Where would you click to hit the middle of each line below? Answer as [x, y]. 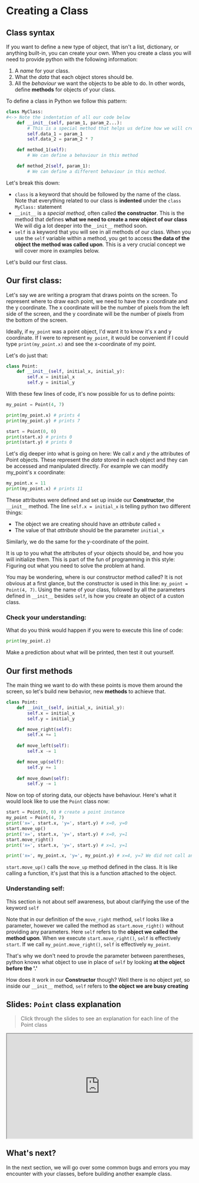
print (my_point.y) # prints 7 [43, 421]
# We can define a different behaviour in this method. [97, 171]
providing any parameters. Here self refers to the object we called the [92, 932]
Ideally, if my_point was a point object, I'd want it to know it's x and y [89, 331]
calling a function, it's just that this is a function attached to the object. [91, 873]
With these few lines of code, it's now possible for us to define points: [91, 394]
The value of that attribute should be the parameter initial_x [89, 530]
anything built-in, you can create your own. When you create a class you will [99, 53]
